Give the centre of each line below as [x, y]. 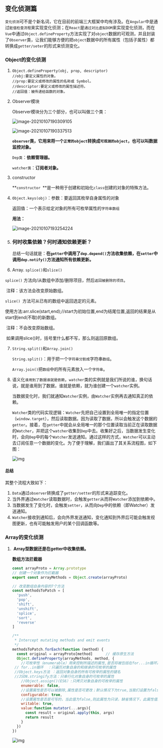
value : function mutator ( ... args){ [56, 709]
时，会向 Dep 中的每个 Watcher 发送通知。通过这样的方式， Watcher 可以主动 [84, 437]
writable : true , [37, 704]
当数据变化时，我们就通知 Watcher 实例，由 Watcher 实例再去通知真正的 [81, 396]
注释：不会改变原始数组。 [32, 328]
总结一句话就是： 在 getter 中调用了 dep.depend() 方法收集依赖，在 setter [83, 254]
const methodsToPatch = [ [38, 591]
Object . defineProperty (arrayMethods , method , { [66, 658]
